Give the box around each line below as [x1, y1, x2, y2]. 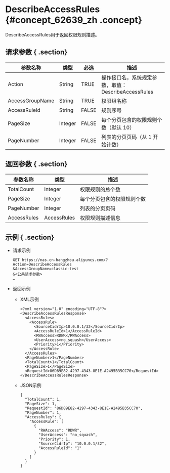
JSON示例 [20, 382, 41, 389]
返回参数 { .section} [5, 160, 68, 168]
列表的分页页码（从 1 [101, 133, 152, 140]
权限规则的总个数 [79, 186, 120, 193]
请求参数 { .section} [5, 48, 68, 57]
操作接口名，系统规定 [101, 74, 152, 81]
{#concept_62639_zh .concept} [5, 14, 143, 26]
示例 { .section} [5, 233, 55, 241]
